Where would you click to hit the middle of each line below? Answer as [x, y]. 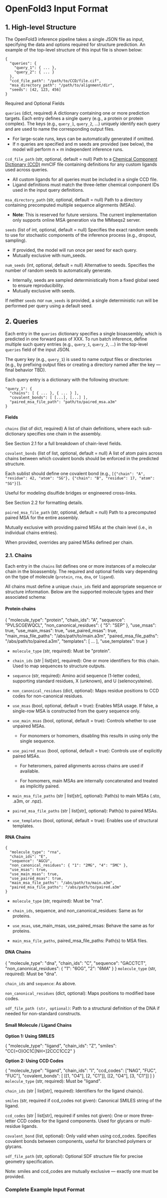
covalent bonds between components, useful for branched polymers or [79, 1141]
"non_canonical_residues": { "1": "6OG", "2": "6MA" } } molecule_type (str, [81, 968]
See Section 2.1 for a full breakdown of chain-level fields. [64, 444]
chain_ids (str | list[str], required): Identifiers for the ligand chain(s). [75, 1091]
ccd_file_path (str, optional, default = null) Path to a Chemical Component [81, 159]
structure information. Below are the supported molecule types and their [79, 592]
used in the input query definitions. [48, 190]
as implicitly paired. [40, 786]
